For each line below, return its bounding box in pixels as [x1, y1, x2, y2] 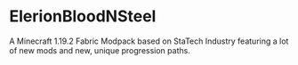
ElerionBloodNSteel [9, 6, 157, 27]
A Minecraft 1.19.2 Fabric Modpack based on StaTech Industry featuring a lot [9, 36, 289, 46]
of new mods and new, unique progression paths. [9, 45, 191, 55]
